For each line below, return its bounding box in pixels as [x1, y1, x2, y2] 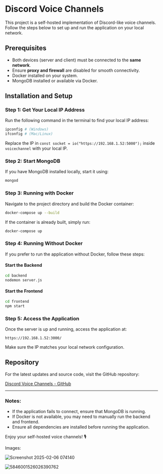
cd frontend [5, 299, 29, 304]
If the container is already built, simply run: [5, 219, 91, 225]
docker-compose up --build [5, 210, 60, 215]
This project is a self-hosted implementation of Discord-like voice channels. [5, 20, 156, 25]
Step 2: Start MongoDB [5, 158, 61, 164]
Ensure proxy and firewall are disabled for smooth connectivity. [12, 67, 140, 73]
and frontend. [12, 419, 40, 425]
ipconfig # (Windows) [5, 127, 49, 132]
